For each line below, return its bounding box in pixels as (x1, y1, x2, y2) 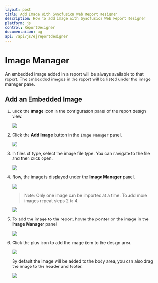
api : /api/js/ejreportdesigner (5, 34, 68, 39)
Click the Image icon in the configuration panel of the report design (12, 108, 146, 114)
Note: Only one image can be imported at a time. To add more (24, 192, 147, 198)
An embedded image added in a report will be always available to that (5, 71, 144, 77)
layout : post (5, 7, 31, 12)
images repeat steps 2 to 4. (24, 197, 79, 204)
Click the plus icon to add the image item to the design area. (12, 239, 132, 245)
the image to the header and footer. (12, 263, 83, 269)
